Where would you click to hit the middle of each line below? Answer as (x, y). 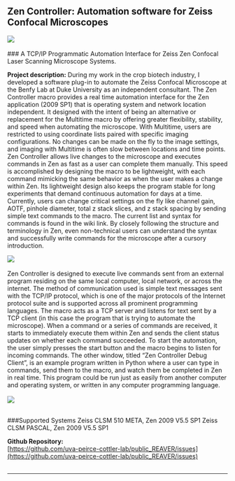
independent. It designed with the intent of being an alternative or (102, 112)
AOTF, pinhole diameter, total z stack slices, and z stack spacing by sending (117, 208)
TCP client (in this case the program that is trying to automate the (101, 318)
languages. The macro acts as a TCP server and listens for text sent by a (112, 310)
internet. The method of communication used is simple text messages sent (115, 288)
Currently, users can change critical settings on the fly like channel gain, (111, 201)
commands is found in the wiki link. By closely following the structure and (113, 223)
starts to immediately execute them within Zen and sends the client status (113, 333)
